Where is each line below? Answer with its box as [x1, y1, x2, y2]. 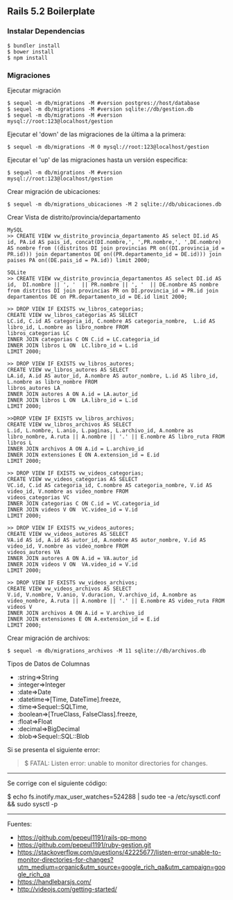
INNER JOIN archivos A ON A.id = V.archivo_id [7, 609, 144, 616]
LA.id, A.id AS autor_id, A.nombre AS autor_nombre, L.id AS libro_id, [7, 372, 218, 379]
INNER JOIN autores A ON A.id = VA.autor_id [7, 555, 138, 562]
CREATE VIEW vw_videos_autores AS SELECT [7, 530, 129, 537]
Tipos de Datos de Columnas [7, 660, 90, 668]
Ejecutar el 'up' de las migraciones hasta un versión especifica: [7, 156, 188, 164]
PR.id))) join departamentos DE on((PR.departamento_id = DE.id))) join [7, 250, 222, 258]
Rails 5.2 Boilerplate [7, 6, 96, 17]
